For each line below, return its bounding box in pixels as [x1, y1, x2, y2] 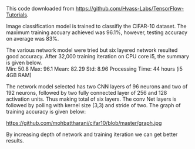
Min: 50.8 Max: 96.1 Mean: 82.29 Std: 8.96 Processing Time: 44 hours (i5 [6, 65, 183, 72]
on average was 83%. [6, 35, 59, 42]
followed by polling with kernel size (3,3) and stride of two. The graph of [6, 102, 181, 108]
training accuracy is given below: [6, 108, 86, 115]
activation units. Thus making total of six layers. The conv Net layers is [6, 95, 177, 102]
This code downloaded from [6, 5, 75, 12]
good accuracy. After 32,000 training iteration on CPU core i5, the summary [6, 53, 190, 59]
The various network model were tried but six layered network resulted [6, 47, 178, 54]
